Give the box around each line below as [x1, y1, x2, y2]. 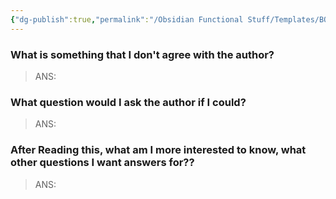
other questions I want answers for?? [10, 156, 195, 170]
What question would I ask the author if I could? [10, 95, 247, 109]
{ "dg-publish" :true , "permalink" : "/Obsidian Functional [10, 14, 244, 25]
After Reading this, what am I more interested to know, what [10, 143, 307, 157]
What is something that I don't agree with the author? [10, 47, 275, 61]
